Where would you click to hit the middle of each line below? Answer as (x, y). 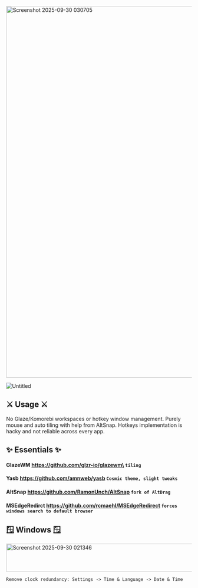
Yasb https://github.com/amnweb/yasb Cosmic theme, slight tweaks (92, 478)
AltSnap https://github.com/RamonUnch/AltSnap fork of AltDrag (88, 492)
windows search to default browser (50, 511)
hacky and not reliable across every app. (55, 431)
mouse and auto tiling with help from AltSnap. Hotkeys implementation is (94, 425)
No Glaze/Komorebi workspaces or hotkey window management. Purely (93, 419)
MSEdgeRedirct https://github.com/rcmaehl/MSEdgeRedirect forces (92, 505)
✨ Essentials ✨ (34, 450)
